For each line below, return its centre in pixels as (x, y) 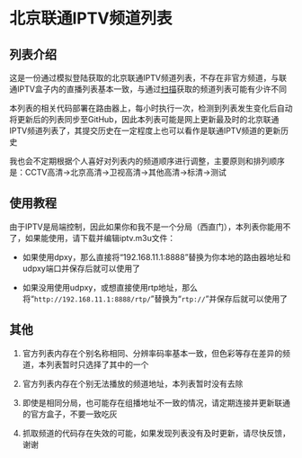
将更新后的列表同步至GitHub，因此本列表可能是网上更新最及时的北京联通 (144, 119)
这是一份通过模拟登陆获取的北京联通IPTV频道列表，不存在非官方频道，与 (144, 78)
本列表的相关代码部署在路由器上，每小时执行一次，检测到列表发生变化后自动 (151, 108)
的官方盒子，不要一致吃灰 (70, 414)
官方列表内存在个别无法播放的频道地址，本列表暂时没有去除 (133, 383)
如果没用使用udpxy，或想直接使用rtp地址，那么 (110, 287)
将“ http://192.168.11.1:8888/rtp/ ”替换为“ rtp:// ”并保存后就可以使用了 (155, 299)
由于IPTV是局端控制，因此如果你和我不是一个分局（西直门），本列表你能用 (146, 227)
